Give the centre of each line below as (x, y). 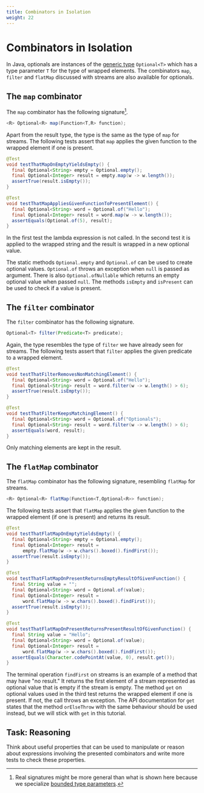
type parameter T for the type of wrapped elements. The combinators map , (99, 71)
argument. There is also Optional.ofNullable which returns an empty (93, 275)
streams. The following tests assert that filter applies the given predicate (99, 351)
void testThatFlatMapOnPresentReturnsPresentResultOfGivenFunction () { (99, 629)
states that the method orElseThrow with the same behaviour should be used (102, 707)
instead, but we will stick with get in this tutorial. (66, 713)
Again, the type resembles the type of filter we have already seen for (95, 344)
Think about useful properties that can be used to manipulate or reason (96, 747)
